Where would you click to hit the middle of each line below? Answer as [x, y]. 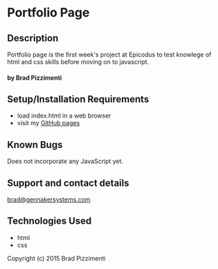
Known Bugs [35, 145]
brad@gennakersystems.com [49, 200]
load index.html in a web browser [64, 116]
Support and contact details [68, 183]
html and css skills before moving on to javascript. [78, 62]
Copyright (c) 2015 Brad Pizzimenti [56, 258]
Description [33, 38]
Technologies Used [49, 221]
